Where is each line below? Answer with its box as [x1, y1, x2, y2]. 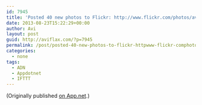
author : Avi [6, 25, 36, 32]
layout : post [6, 31, 39, 37]
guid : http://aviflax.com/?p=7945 [6, 37, 93, 43]
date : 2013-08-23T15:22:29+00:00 [6, 20, 90, 26]
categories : [6, 48, 36, 54]
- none [11, 53, 28, 59]
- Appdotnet [11, 70, 42, 76]
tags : [6, 59, 20, 65]
